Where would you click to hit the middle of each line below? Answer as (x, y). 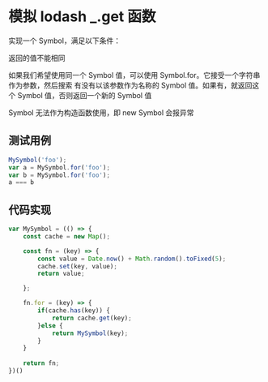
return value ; (61, 274)
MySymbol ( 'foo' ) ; (38, 160)
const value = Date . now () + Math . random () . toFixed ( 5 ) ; (132, 259)
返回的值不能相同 (37, 58)
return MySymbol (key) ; (90, 333)
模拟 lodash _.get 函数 (82, 17)
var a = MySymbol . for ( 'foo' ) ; (60, 167)
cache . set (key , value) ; (77, 266)
